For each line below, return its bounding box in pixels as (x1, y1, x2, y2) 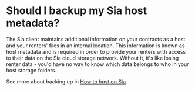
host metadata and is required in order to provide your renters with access (6, 48, 186, 55)
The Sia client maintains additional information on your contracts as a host (6, 36, 186, 43)
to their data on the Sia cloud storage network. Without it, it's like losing (6, 54, 179, 61)
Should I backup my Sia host (6, 4, 147, 17)
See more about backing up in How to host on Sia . (6, 78, 127, 85)
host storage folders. (6, 66, 57, 73)
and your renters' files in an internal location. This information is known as (6, 42, 185, 49)
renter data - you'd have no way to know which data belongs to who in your (6, 60, 189, 68)
